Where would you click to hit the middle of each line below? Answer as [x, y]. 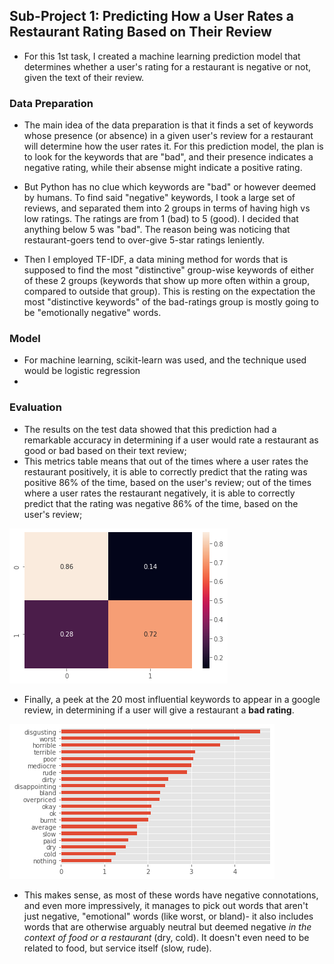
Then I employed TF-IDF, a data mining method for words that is [156, 260]
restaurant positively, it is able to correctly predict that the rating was [165, 471]
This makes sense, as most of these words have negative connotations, [171, 895]
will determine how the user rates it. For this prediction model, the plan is [173, 146]
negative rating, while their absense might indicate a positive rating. [163, 168]
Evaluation [35, 407]
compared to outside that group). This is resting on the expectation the [169, 291]
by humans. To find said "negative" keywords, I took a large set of [159, 198]
